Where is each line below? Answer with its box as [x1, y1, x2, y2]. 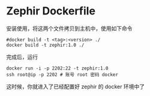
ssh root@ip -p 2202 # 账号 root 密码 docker [6, 71, 119, 77]
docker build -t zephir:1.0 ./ [6, 42, 85, 48]
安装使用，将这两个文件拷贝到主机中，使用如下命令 [6, 25, 133, 32]
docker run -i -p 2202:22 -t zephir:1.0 [6, 65, 109, 71]
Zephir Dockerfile [6, 4, 96, 18]
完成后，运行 [6, 53, 38, 61]
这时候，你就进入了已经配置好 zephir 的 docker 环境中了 [6, 83, 145, 90]
